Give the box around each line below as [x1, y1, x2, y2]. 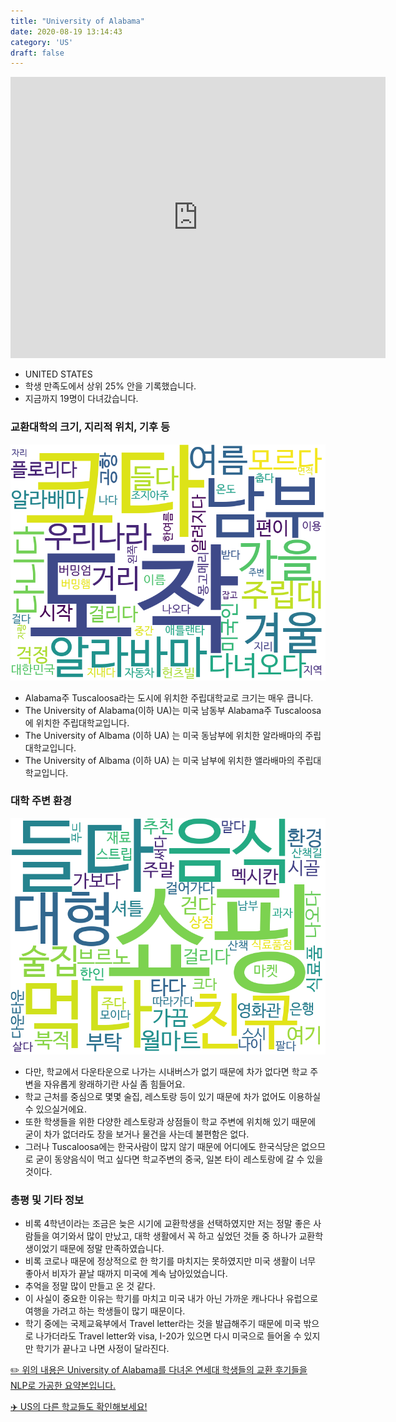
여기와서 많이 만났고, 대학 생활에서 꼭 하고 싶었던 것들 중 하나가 [51, 1230, 297, 1242]
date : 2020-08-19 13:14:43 [10, 26, 123, 37]
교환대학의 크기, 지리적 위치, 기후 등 [10, 420, 171, 434]
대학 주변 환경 [10, 794, 73, 808]
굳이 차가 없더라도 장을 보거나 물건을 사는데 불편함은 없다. [24, 1128, 250, 1140]
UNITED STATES [24, 368, 93, 380]
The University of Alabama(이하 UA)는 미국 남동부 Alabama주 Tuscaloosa [24, 704, 322, 716]
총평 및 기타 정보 [10, 1193, 84, 1207]
